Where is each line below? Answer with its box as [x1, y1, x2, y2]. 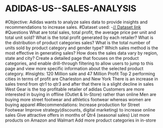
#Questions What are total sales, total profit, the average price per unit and [5, 29, 156, 35]
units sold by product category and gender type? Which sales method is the [5, 45, 158, 51]
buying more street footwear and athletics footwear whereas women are [5, 96, 151, 102]
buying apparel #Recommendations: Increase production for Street [5, 102, 140, 108]
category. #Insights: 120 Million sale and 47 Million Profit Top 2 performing [5, 71, 155, 76]
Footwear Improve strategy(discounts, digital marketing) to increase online [5, 107, 156, 112]
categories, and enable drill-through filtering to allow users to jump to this [5, 60, 154, 66]
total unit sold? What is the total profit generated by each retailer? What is [5, 35, 154, 40]
